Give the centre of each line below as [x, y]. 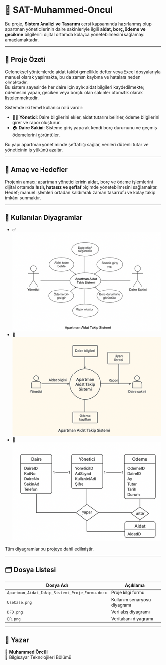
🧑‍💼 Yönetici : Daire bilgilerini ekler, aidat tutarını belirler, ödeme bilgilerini [86, 117]
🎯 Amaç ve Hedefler [36, 170]
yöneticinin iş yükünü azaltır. [34, 150]
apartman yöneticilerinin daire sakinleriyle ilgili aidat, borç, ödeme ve [75, 29]
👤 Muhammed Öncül [27, 652]
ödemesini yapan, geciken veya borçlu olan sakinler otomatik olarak [74, 92]
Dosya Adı [57, 585]
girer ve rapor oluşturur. [36, 122]
